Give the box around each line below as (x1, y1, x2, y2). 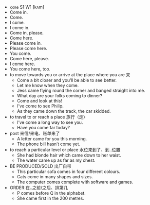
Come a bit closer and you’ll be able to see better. (17, 77, 117, 83)
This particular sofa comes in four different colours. (17, 169, 121, 174)
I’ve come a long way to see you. (17, 120, 83, 125)
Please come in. (9, 40, 42, 46)
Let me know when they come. (17, 83, 79, 88)
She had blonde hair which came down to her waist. (17, 153, 121, 158)
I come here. (9, 61, 35, 67)
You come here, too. (9, 66, 51, 72)
